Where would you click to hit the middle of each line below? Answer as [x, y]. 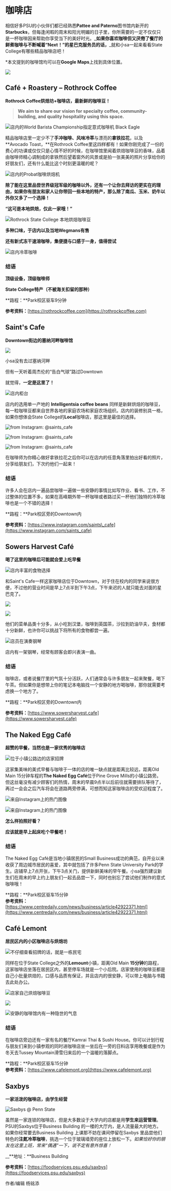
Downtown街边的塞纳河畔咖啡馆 [39, 340]
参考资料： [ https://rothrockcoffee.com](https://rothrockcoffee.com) [76, 311]
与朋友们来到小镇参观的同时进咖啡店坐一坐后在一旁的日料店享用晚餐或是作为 [85, 1046]
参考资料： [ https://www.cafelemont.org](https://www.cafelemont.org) [78, 1070]
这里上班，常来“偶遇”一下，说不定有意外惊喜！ [63, 1146]
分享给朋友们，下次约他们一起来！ [41, 464]
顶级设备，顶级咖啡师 [27, 279]
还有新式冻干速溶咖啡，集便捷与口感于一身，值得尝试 [61, 241]
